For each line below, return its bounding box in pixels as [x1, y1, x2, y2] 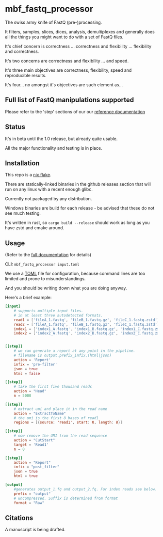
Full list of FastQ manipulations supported [5, 96, 134, 104]
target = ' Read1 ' [14, 442, 49, 447]
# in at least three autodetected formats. [14, 313, 103, 318]
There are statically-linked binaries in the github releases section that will [5, 181, 151, 187]
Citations [5, 514, 33, 522]
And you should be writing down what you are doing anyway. [5, 285, 127, 291]
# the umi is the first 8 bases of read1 [14, 415, 98, 420]
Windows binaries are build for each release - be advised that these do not [5, 205, 155, 211]
